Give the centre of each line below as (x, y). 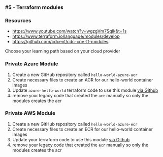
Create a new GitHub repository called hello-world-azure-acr (75, 75)
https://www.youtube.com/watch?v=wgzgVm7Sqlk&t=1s (69, 31)
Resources (18, 20)
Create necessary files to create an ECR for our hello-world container (82, 129)
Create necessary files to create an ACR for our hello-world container (83, 79)
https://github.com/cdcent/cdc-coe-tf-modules (60, 42)
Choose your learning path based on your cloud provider (63, 51)
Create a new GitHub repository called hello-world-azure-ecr (75, 124)
